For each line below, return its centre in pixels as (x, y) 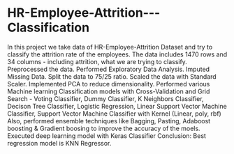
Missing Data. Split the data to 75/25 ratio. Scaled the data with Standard (112, 76)
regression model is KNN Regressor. (59, 143)
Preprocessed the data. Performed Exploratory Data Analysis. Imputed (109, 69)
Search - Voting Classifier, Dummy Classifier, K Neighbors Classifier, (105, 98)
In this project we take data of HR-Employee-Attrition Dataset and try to (110, 47)
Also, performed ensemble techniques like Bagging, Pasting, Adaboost (109, 121)
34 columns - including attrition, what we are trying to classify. (97, 61)
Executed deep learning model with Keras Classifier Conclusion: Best (107, 136)
